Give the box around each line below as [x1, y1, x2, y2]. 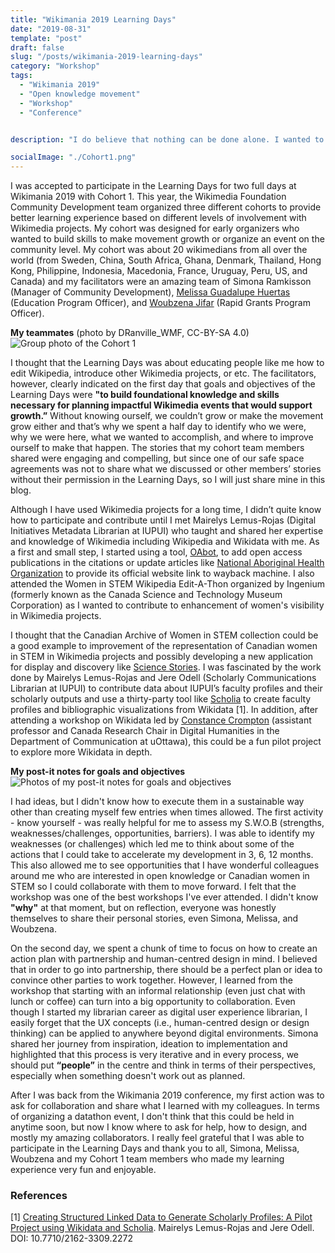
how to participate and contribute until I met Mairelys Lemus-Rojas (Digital [10, 514, 317, 526]
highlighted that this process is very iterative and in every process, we [10, 1049, 300, 1061]
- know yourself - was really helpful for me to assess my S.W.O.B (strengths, [10, 817, 325, 829]
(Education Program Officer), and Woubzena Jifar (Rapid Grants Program [10, 297, 311, 309]
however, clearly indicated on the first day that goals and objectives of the [10, 378, 316, 390]
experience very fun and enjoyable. [10, 1164, 157, 1176]
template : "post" [10, 33, 83, 43]
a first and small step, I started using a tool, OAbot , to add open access [10, 546, 303, 558]
